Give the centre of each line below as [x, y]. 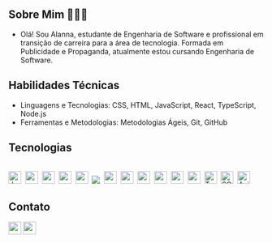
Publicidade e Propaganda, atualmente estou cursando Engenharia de [137, 51]
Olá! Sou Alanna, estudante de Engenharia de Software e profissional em [142, 34]
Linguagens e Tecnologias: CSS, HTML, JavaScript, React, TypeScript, [138, 104]
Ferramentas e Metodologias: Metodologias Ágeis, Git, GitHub [124, 122]
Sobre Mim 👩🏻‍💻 [48, 15]
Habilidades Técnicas [64, 85]
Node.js [33, 113]
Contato [29, 207]
